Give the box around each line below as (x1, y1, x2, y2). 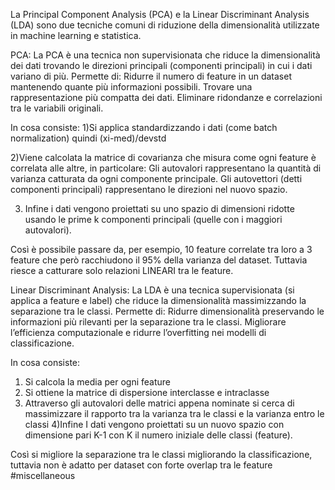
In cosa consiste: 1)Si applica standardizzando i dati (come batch (10, 122, 278, 133)
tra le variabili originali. (10, 102, 104, 114)
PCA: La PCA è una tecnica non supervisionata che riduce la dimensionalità (10, 49, 321, 61)
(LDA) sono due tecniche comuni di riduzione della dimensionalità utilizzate (10, 19, 320, 31)
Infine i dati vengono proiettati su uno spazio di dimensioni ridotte (24, 203, 295, 214)
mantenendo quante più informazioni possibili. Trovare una (10, 81, 253, 93)
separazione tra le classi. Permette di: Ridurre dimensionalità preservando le (10, 305, 325, 317)
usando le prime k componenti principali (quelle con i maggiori (24, 214, 283, 225)
